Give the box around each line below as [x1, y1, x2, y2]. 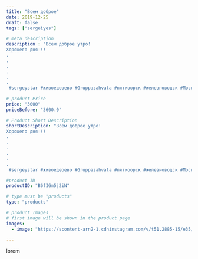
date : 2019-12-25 [6, 14, 49, 20]
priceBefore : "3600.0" [6, 107, 62, 113]
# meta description [6, 36, 54, 42]
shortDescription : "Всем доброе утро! [6, 123, 101, 129]
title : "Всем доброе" [6, 8, 60, 15]
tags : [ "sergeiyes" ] [6, 25, 57, 31]
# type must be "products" [6, 194, 72, 199]
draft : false [6, 19, 38, 25]
